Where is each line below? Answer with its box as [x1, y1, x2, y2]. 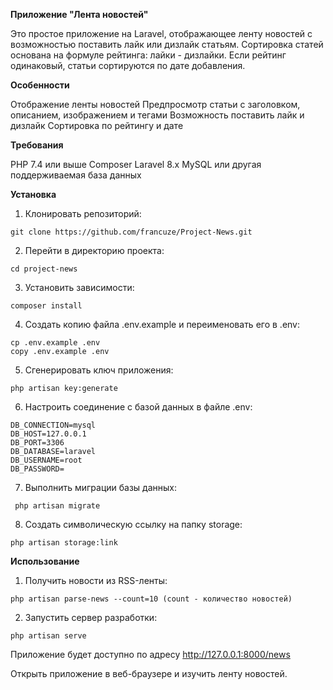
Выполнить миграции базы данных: [24, 482, 178, 493]
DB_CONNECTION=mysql [10, 420, 97, 430]
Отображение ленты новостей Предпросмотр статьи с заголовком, [10, 99, 301, 110]
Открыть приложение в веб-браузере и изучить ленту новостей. [10, 668, 288, 679]
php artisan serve [10, 631, 87, 641]
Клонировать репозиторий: [24, 208, 142, 219]
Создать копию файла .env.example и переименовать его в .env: [24, 319, 301, 330]
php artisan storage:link [10, 538, 118, 548]
